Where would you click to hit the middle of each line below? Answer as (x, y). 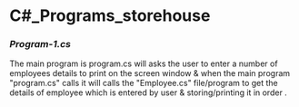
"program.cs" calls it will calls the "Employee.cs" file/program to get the (144, 83)
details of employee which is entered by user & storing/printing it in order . (149, 92)
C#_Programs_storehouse (110, 16)
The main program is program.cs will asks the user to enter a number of (144, 63)
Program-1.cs (40, 44)
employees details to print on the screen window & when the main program (150, 73)
